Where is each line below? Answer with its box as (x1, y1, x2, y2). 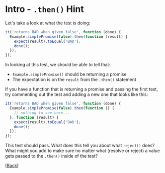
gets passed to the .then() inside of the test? (5, 153, 98, 159)
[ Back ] (5, 163, 19, 169)
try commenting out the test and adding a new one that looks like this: (5, 91, 148, 97)
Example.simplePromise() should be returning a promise (12, 71, 127, 78)
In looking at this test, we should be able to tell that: (5, 62, 111, 68)
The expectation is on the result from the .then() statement (12, 77, 137, 83)
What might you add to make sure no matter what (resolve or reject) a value (5, 148, 160, 154)
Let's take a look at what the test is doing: (5, 20, 90, 26)
